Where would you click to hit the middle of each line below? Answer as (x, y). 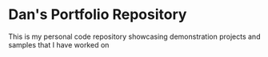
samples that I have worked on (59, 44)
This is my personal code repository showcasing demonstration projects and (134, 36)
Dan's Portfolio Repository (98, 15)
